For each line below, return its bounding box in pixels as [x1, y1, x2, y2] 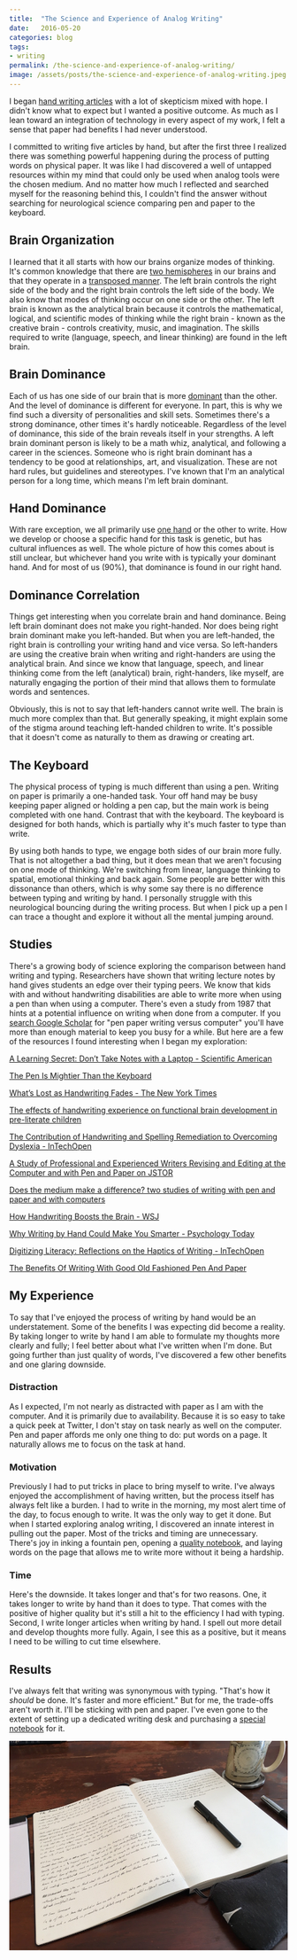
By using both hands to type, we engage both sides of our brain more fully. [9, 845, 282, 855]
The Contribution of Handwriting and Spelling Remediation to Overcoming [9, 1131, 278, 1142]
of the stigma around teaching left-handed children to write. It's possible [9, 722, 273, 733]
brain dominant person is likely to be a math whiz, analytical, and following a [9, 437, 287, 448]
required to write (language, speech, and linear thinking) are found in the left [9, 332, 287, 342]
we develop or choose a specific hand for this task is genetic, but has [9, 534, 263, 544]
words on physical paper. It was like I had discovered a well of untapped [9, 160, 272, 170]
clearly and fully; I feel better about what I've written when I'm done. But [9, 1339, 272, 1351]
